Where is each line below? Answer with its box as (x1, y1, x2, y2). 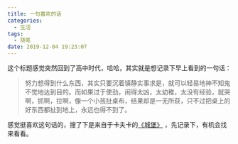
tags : (7, 30, 23, 38)
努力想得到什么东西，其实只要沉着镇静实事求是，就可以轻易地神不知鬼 (24, 79, 231, 87)
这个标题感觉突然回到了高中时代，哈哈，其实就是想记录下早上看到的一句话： (7, 64, 232, 72)
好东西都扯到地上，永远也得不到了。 (24, 106, 131, 113)
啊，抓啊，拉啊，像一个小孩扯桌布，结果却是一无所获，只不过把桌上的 (24, 96, 231, 105)
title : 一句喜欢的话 (7, 10, 62, 18)
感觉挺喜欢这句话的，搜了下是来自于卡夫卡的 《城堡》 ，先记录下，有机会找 (7, 121, 227, 128)
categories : (7, 17, 43, 24)
